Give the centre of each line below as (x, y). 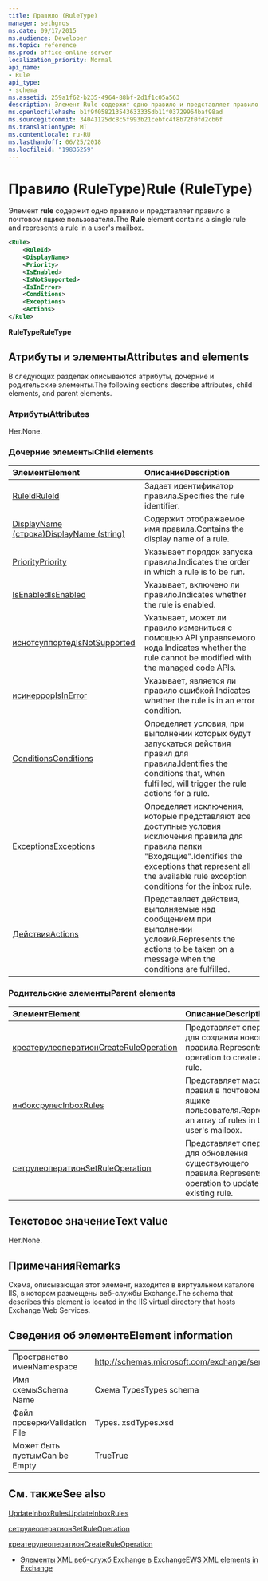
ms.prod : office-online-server (60, 53)
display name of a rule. (187, 539)
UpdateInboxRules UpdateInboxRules (69, 1513)
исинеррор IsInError (50, 695)
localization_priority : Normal (60, 61)
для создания (211, 1037)
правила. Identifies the (186, 763)
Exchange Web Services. (49, 1310)
